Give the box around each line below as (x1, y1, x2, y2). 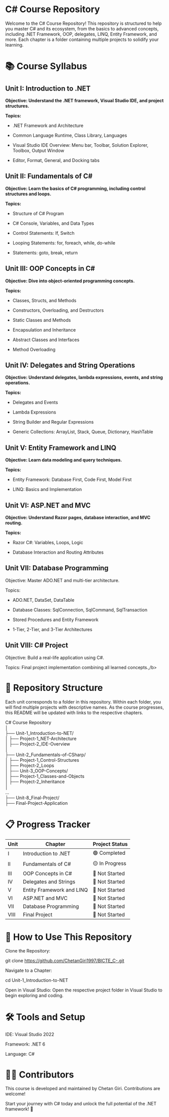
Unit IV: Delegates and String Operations (5, 361, 135, 369)
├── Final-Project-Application (5, 800, 68, 806)
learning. (5, 42, 24, 48)
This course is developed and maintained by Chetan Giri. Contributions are (5, 1086, 160, 1092)
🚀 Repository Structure (5, 682, 103, 693)
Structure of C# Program (12, 210, 64, 216)
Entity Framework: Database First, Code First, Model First (12, 477, 132, 483)
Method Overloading (12, 346, 55, 352)
